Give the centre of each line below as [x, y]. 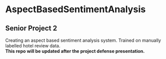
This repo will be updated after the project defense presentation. [75, 51]
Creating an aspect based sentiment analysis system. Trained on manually [83, 40]
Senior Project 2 [31, 28]
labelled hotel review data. [33, 46]
